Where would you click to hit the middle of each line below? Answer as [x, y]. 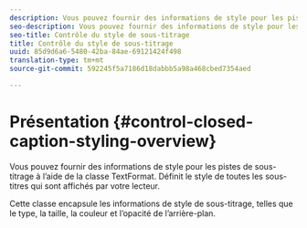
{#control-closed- [183, 122]
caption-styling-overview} [113, 141]
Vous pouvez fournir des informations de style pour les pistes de [131, 166]
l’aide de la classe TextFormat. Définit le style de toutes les [153, 176]
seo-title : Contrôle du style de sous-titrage [100, 35]
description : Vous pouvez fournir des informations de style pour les [147, 18]
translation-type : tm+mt [57, 60]
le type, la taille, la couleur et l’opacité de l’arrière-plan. [113, 213]
